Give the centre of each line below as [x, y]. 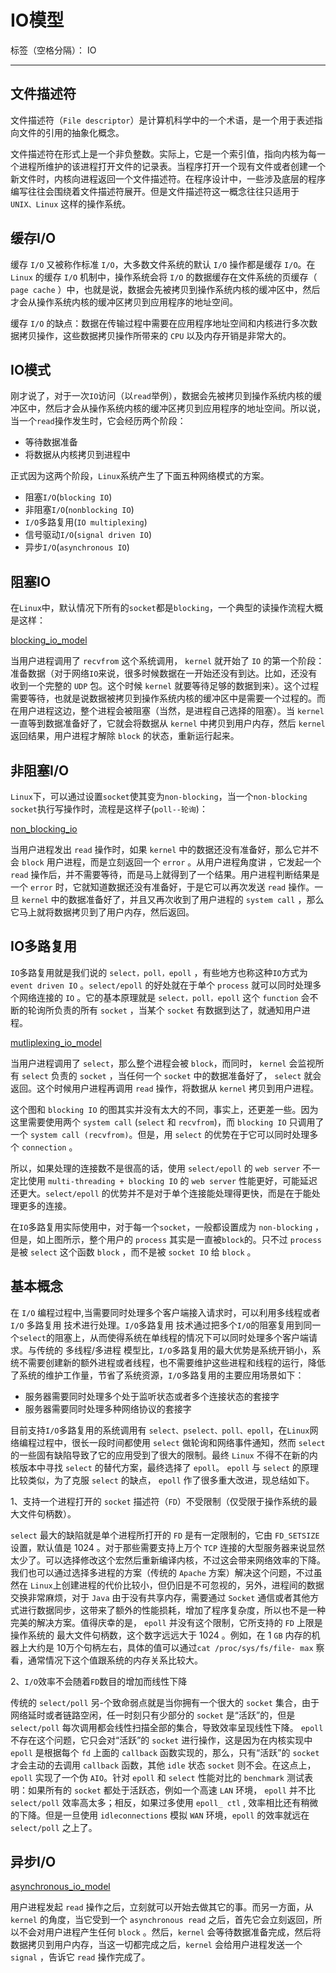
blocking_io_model [49, 640]
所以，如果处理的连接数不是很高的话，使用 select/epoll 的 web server [155, 1168]
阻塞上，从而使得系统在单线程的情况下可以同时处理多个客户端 [181, 1337]
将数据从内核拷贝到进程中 [77, 455]
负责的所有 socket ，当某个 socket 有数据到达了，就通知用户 [177, 1010]
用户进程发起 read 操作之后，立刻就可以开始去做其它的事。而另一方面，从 [162, 1907]
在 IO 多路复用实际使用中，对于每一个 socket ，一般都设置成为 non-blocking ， [167, 1227]
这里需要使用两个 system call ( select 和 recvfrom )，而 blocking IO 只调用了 [167, 1122]
